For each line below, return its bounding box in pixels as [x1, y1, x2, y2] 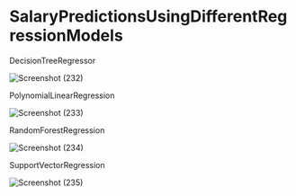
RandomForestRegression [9, 124, 105, 136]
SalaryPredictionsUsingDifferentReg [9, 6, 288, 27]
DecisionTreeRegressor [9, 55, 96, 66]
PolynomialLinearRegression [9, 90, 115, 101]
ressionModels [9, 25, 123, 46]
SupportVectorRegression [9, 159, 105, 170]
